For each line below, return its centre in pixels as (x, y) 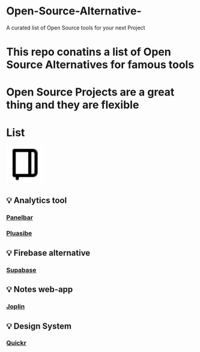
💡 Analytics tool (37, 200)
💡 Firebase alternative (48, 253)
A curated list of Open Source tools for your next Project (76, 28)
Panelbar (20, 217)
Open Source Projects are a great (90, 92)
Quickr (17, 343)
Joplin (16, 306)
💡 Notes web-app (40, 290)
